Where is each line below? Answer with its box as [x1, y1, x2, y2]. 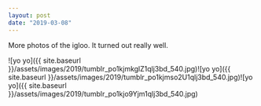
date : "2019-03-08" [8, 19, 72, 27]
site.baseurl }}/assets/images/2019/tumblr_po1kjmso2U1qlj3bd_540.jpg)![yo [8, 72, 253, 82]
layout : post [8, 11, 51, 20]
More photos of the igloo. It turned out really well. [8, 40, 169, 49]
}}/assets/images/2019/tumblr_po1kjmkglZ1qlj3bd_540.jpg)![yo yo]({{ [8, 64, 231, 73]
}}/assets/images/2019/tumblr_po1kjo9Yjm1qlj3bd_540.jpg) [8, 89, 198, 98]
